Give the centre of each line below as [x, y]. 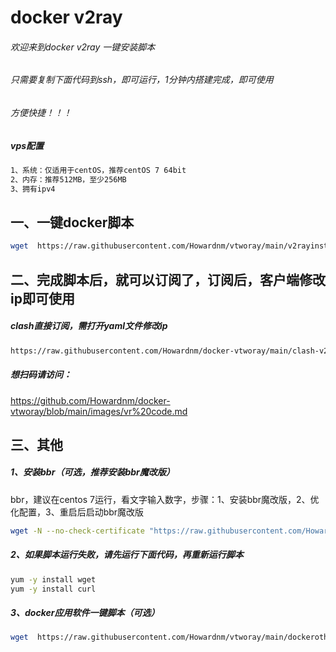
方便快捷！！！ [41, 112]
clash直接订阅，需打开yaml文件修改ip [89, 326]
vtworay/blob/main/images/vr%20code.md [99, 411]
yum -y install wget [53, 579]
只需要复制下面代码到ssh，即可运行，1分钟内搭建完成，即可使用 [142, 80]
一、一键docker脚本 [72, 222]
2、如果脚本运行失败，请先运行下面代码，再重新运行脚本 [127, 555]
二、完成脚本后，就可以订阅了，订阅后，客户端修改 [168, 279]
